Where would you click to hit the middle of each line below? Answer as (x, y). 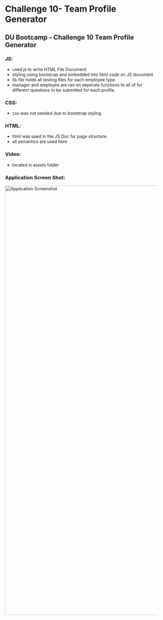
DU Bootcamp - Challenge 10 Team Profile (70, 37)
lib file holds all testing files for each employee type (64, 79)
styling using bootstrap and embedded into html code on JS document (83, 75)
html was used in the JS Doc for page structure (59, 136)
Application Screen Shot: (35, 177)
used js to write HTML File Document (49, 69)
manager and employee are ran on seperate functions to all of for (77, 85)
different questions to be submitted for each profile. (64, 90)
